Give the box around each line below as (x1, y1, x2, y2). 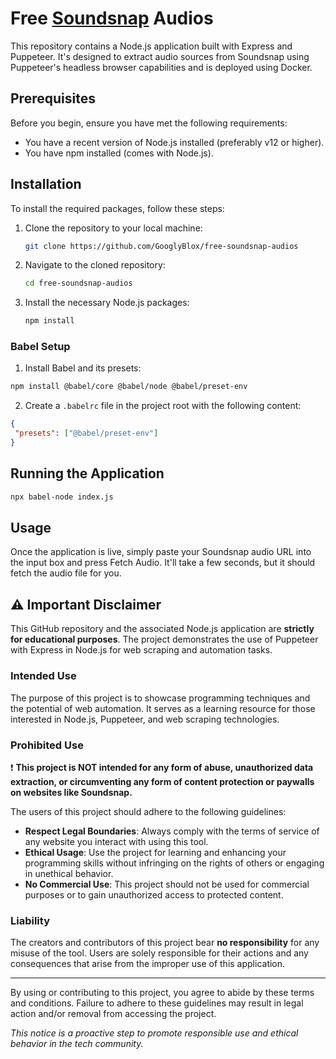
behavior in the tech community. (10, 1038, 144, 1050)
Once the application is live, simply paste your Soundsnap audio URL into (10, 546, 312, 558)
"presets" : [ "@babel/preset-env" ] (14, 428, 159, 439)
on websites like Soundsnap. (10, 786, 133, 798)
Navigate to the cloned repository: (24, 259, 166, 271)
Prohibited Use (10, 738, 84, 752)
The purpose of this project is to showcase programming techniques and (10, 692, 311, 704)
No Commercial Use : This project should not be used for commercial (24, 878, 310, 890)
